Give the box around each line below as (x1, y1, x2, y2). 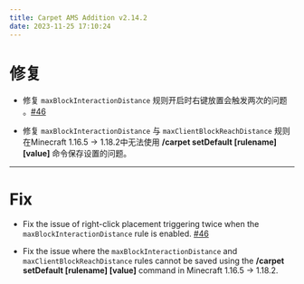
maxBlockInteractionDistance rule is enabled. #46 (22, 228, 210, 240)
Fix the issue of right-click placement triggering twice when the (22, 219, 260, 230)
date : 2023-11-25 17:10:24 (9, 22, 111, 31)
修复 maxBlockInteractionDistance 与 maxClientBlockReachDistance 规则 (22, 126, 291, 137)
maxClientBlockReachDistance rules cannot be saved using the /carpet (22, 255, 285, 267)
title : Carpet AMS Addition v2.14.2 (9, 13, 147, 23)
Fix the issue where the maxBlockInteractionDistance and (22, 246, 238, 257)
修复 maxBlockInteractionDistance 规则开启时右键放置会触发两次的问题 (22, 95, 288, 106)
